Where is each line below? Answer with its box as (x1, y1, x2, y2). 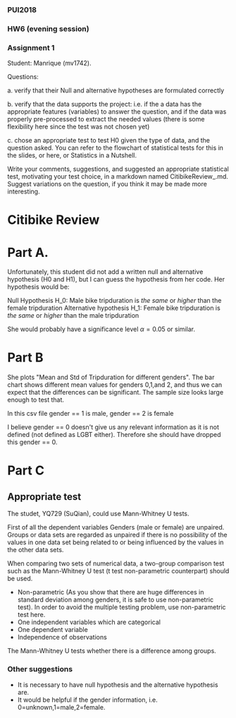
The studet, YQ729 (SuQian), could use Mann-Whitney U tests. (7, 510, 190, 518)
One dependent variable (17, 626, 88, 634)
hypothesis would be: (7, 282, 70, 291)
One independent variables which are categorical (17, 618, 161, 626)
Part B (7, 349, 44, 366)
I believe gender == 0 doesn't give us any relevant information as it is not (7, 423, 220, 431)
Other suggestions (7, 664, 73, 674)
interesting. (7, 187, 40, 196)
